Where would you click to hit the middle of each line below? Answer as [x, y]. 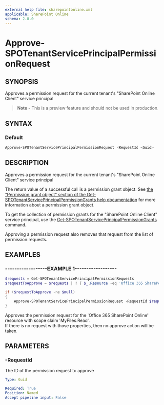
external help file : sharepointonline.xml [49, 10]
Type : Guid [16, 380]
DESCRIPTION [27, 163]
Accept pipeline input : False [36, 398]
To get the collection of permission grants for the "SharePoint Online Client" [81, 214]
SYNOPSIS [22, 81]
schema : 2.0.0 [20, 19]
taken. [11, 331]
